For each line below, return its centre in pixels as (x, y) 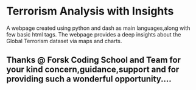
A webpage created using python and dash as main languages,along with (98, 28)
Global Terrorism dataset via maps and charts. (64, 41)
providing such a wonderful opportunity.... (89, 79)
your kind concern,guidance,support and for (93, 70)
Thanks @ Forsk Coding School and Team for (94, 60)
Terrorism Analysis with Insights (90, 11)
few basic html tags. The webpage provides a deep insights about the (94, 34)
